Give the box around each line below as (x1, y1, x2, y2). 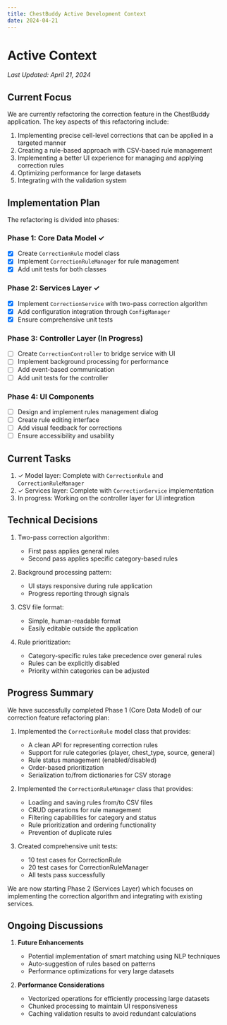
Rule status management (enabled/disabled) (27, 756, 157, 764)
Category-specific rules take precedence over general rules (27, 651, 202, 660)
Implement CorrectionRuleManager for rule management (17, 257, 180, 266)
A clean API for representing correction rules (27, 740, 159, 749)
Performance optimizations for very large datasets (27, 967, 175, 976)
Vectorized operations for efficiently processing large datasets (27, 995, 210, 1003)
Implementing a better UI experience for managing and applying (17, 153, 204, 163)
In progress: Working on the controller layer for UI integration (17, 493, 195, 502)
